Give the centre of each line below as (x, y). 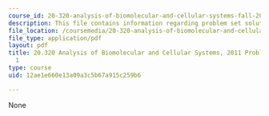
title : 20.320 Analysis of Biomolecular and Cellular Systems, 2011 (125, 53)
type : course (30, 68)
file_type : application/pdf (55, 38)
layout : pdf (28, 46)
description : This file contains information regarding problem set (125, 23)
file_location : (34, 30)
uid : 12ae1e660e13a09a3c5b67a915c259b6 (75, 75)
